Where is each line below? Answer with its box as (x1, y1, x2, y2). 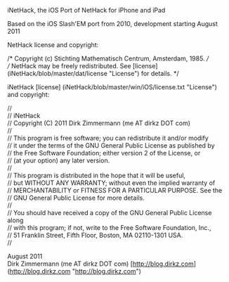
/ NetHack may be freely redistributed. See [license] (7, 62, 158, 70)
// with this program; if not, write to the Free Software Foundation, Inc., (7, 224, 211, 231)
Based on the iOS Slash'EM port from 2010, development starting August (7, 20, 218, 27)
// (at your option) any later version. (7, 156, 110, 165)
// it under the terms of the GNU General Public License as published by (7, 141, 216, 150)
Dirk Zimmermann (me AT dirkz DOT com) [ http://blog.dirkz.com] (7, 259, 197, 268)
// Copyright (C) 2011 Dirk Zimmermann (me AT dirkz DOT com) (7, 119, 191, 127)
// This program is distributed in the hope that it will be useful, (7, 172, 186, 179)
